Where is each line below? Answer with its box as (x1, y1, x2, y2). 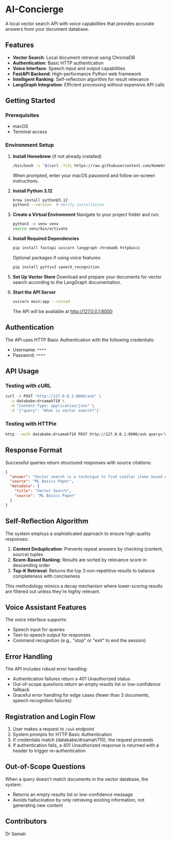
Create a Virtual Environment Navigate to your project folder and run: (12, 211, 160, 218)
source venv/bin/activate (12, 226, 68, 231)
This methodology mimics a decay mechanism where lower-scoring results (5, 583, 163, 589)
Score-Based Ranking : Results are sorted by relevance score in (12, 557, 147, 563)
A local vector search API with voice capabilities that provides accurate (5, 20, 154, 27)
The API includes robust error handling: (5, 666, 88, 672)
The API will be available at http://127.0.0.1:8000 (12, 308, 113, 314)
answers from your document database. (5, 26, 90, 32)
